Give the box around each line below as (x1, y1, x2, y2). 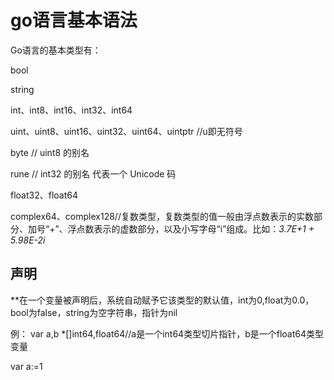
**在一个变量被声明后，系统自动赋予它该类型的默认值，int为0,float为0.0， (10, 294, 315, 306)
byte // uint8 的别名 (10, 146, 90, 158)
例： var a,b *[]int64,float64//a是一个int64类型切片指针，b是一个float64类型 (10, 327, 324, 340)
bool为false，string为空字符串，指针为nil (10, 306, 178, 318)
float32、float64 (10, 189, 79, 201)
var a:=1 (10, 360, 43, 372)
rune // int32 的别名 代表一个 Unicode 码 (10, 167, 177, 180)
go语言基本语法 (10, 9, 138, 32)
